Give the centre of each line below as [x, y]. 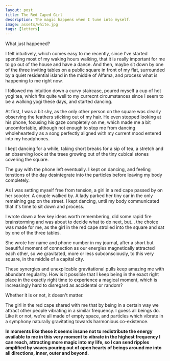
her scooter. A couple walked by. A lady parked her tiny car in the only [79, 196]
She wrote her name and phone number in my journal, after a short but [80, 243]
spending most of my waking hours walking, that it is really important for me [85, 59]
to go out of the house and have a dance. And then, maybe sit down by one [84, 65]
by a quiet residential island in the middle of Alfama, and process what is [81, 75]
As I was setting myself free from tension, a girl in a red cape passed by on [84, 190]
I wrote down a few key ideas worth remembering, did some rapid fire [79, 217]
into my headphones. [28, 139]
